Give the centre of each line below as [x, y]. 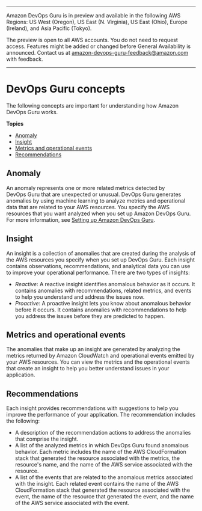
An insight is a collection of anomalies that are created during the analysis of [101, 253]
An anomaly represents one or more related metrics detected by [86, 188]
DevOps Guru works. [32, 112]
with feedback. [25, 59]
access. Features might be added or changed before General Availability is [99, 46]
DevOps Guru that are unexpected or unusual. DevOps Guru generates [94, 194]
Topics [15, 123]
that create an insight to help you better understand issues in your [88, 369]
